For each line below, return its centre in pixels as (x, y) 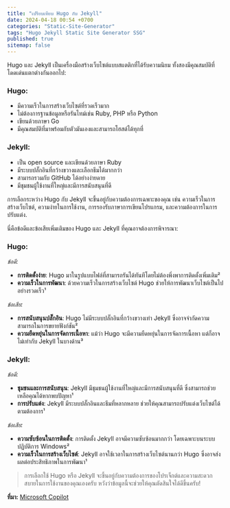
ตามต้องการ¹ (31, 411)
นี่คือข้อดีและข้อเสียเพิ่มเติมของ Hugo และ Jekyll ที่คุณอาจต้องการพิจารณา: (93, 228)
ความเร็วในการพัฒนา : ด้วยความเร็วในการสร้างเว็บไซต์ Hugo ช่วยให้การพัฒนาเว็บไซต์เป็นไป (120, 283)
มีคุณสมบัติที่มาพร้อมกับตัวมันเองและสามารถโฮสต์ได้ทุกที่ (80, 129)
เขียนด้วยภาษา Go (38, 122)
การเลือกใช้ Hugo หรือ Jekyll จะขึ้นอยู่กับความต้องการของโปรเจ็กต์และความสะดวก (118, 476)
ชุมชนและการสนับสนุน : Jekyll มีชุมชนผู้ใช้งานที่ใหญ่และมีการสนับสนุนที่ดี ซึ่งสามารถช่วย (116, 388)
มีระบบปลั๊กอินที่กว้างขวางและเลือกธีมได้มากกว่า (69, 170)
